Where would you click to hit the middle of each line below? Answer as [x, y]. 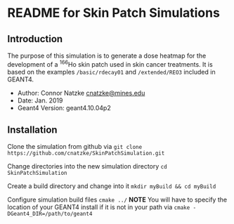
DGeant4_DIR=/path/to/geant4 [50, 214]
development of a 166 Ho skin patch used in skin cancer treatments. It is [110, 64]
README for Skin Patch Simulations [113, 13]
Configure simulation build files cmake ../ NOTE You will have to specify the [117, 200]
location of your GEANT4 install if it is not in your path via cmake [99, 207]
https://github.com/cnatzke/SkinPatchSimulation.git [86, 153]
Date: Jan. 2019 [40, 100]
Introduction [35, 39]
